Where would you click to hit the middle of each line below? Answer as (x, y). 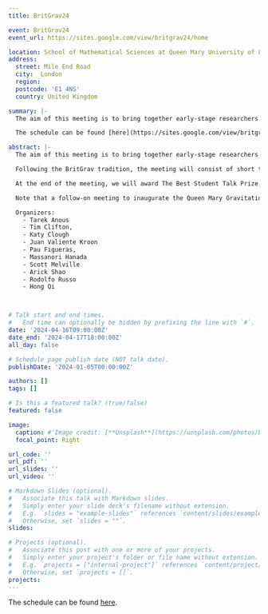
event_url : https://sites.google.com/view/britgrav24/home (108, 38)
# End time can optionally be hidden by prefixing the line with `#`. (132, 323)
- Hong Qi (39, 287)
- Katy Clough (46, 235)
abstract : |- (30, 148)
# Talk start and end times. (57, 315)
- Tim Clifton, (48, 227)
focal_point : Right (48, 440)
